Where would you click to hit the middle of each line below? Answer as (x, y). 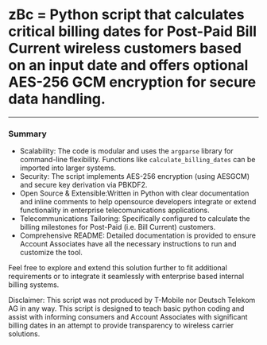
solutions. (24, 334)
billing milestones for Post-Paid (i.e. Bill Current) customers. (118, 227)
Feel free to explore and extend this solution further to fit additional (118, 268)
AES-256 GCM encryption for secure (132, 82)
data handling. (57, 99)
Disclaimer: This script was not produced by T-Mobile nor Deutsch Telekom (132, 300)
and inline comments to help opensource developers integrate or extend (138, 202)
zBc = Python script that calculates (126, 15)
